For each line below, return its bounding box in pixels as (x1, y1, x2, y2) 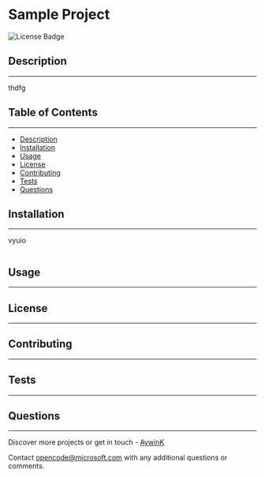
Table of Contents (8, 106, 99, 119)
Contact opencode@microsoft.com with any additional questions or (8, 453, 228, 463)
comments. (8, 461, 45, 471)
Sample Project (8, 6, 110, 24)
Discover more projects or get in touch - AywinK (8, 438, 165, 447)
